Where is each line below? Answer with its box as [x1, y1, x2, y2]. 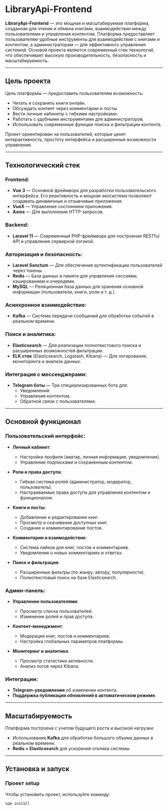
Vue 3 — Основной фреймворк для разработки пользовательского [12, 188, 156, 194]
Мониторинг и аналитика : [12, 648, 69, 654]
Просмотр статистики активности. [19, 658, 94, 664]
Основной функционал [5, 417, 81, 426]
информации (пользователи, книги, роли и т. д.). [12, 289, 116, 295]
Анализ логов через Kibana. [19, 663, 79, 669]
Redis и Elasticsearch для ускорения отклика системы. [12, 746, 131, 752]
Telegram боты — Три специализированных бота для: [12, 382, 128, 388]
